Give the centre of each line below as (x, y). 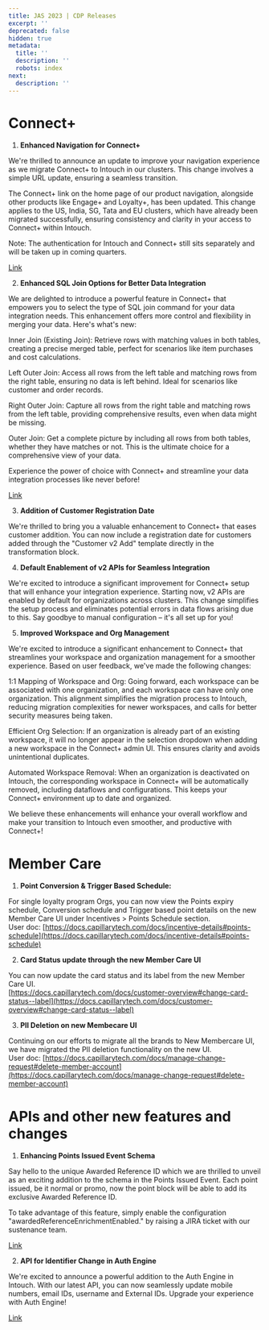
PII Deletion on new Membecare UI (78, 1025)
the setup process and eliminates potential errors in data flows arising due (131, 609)
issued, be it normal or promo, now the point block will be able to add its (128, 1188)
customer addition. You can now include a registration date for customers (130, 535)
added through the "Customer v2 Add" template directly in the (111, 544)
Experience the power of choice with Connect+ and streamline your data (128, 471)
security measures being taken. (61, 716)
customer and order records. (56, 390)
